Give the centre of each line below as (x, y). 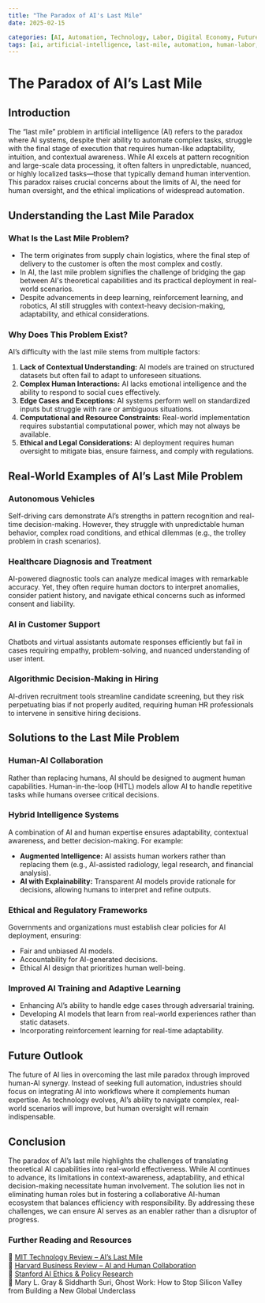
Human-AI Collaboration (56, 760)
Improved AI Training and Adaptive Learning (95, 988)
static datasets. (44, 1022)
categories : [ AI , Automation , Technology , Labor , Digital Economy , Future (134, 37)
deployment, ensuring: (45, 936)
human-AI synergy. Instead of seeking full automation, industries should (125, 1083)
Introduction (39, 113)
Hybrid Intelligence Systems (64, 815)
